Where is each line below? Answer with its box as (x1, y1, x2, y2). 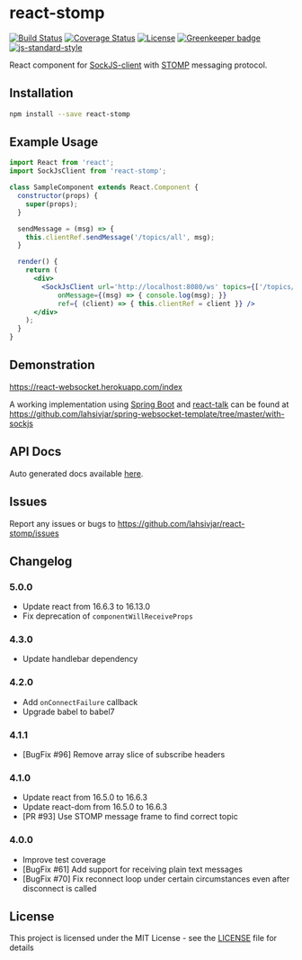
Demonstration (9, 358, 96, 373)
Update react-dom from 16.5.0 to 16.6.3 (22, 802, 168, 812)
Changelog (9, 553, 73, 569)
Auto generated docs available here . (9, 467, 144, 479)
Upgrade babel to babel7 (22, 706, 115, 717)
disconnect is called (22, 883, 97, 893)
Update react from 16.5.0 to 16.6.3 (22, 792, 148, 803)
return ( (25, 266, 58, 275)
